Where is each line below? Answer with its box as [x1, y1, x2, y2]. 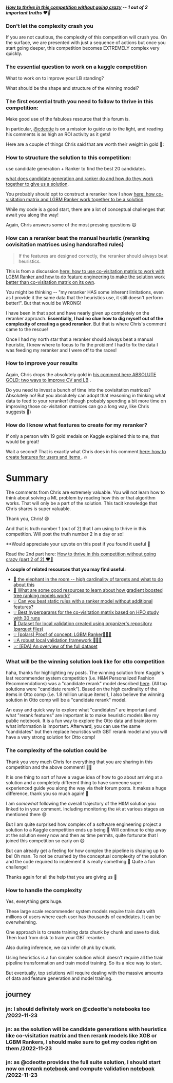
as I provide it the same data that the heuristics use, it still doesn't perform [6, 294, 163, 300]
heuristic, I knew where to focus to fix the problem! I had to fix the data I [6, 341, 158, 347]
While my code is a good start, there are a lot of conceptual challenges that [6, 206, 165, 212]
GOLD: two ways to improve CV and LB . [6, 377, 91, 383]
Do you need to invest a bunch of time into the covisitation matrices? [6, 386, 151, 393]
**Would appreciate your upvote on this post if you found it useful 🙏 [6, 541, 151, 547]
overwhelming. [6, 919, 37, 925]
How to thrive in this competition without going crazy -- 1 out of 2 [6, 4, 148, 10]
